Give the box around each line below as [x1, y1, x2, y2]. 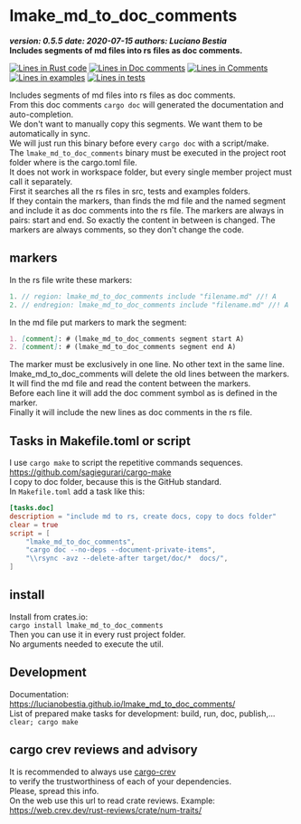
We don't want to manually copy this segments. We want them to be [9, 118, 263, 129]
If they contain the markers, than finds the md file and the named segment [9, 195, 287, 206]
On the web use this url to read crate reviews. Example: [9, 795, 215, 806]
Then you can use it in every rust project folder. [9, 629, 186, 639]
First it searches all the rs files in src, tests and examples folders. [9, 185, 251, 196]
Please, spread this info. [9, 785, 99, 796]
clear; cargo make [9, 717, 79, 726]
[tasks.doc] [9, 504, 54, 513]
